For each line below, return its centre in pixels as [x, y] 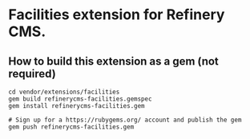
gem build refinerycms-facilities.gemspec [80, 99]
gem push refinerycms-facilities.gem [71, 127]
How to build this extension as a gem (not [113, 61]
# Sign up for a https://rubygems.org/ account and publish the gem [125, 120]
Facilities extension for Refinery [117, 15]
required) [32, 73]
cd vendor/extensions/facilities [64, 92]
